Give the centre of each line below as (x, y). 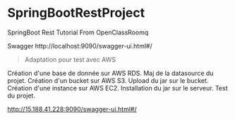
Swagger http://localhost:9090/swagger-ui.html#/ (80, 46)
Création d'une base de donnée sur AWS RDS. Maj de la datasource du (110, 73)
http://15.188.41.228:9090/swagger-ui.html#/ (72, 109)
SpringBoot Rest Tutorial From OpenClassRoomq (78, 32)
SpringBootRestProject (76, 13)
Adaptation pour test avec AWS (70, 59)
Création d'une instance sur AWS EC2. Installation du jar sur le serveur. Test (117, 88)
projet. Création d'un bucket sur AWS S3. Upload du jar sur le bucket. (108, 80)
